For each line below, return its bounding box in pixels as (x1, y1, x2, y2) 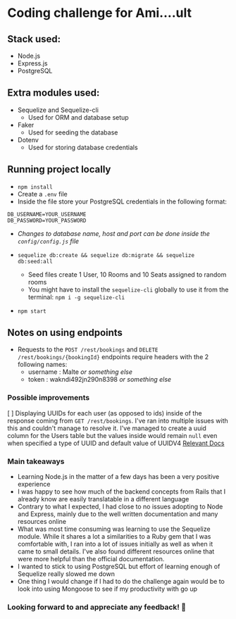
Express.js (17, 59, 48, 68)
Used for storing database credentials (27, 143, 139, 151)
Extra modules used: (7, 87, 100, 99)
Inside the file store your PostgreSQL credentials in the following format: (17, 197, 227, 206)
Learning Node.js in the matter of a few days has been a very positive (17, 473, 220, 481)
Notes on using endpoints (7, 327, 123, 339)
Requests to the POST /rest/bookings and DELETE (17, 345, 159, 354)
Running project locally (7, 163, 111, 175)
